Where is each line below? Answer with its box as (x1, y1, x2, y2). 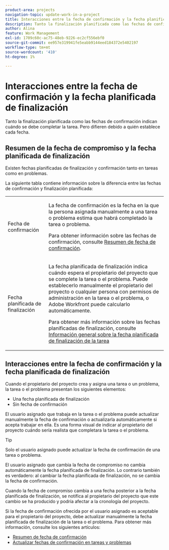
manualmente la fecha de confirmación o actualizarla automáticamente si (5, 416, 157, 422)
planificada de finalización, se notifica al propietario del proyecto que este (5, 493, 159, 499)
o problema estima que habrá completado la (48, 215, 153, 222)
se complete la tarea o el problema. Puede (48, 276, 148, 283)
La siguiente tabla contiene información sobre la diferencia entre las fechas (5, 180, 161, 187)
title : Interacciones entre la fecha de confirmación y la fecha (5, 17, 145, 22)
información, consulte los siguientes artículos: (5, 524, 101, 530)
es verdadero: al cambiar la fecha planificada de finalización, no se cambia (5, 472, 160, 478)
